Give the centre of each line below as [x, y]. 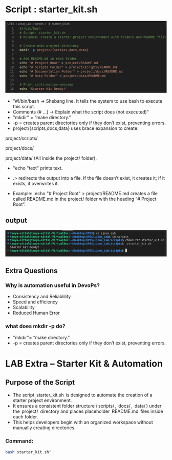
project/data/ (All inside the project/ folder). [51, 158]
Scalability [24, 308]
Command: [19, 441]
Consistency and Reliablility [42, 297]
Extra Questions [31, 271]
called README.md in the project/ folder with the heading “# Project [84, 199]
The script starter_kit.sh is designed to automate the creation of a [82, 395]
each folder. [25, 416]
